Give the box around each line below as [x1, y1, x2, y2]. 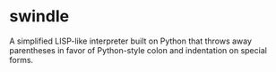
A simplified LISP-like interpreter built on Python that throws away [9, 36, 253, 46]
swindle [9, 6, 70, 27]
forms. [9, 54, 34, 65]
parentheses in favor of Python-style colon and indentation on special [9, 44, 267, 55]
